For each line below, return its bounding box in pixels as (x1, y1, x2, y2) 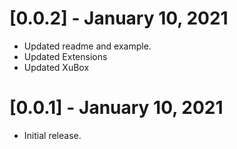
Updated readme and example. (23, 40, 152, 52)
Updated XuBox (23, 61, 90, 73)
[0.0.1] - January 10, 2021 (9, 97, 224, 119)
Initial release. (23, 129, 82, 141)
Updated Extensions (23, 50, 108, 62)
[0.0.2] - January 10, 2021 (9, 7, 229, 30)
